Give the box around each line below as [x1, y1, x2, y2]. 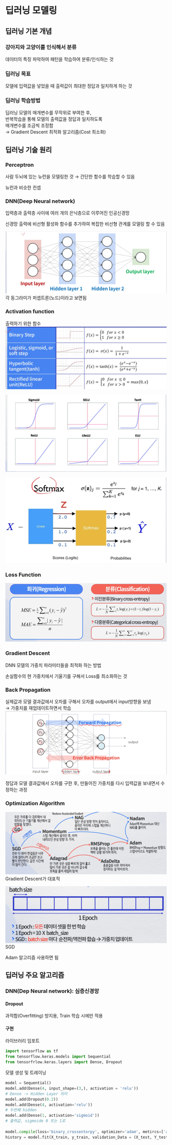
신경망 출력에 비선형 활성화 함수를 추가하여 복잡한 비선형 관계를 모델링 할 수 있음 [5, 221, 165, 227]
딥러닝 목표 [5, 70, 31, 77]
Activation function [5, 308, 55, 315]
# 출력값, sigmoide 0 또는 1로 [5, 1118, 66, 1124]
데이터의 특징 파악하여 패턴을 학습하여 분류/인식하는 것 [5, 56, 114, 62]
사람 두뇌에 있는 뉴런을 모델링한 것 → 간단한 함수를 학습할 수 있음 [5, 173, 135, 180]
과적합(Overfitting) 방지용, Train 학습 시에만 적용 [5, 1013, 103, 1019]
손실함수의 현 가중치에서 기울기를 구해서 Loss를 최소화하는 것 [5, 673, 127, 679]
